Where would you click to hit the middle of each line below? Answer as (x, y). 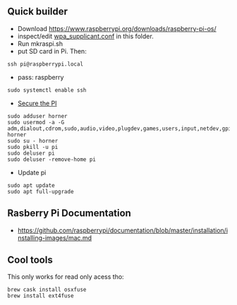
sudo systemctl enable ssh (47, 90)
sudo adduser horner (38, 116)
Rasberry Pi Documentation (69, 214)
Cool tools (30, 260)
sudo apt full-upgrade (41, 191)
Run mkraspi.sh (40, 43)
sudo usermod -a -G (36, 122)
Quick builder (38, 12)
